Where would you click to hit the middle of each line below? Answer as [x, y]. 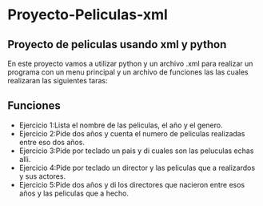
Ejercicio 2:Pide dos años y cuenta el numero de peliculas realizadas [132, 133]
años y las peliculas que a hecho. [74, 193]
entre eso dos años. [52, 142]
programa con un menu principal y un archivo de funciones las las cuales [128, 72]
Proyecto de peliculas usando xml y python [117, 44]
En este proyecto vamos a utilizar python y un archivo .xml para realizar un [130, 63]
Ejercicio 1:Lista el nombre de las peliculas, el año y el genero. [121, 125]
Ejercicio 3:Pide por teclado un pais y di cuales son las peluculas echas [136, 151]
